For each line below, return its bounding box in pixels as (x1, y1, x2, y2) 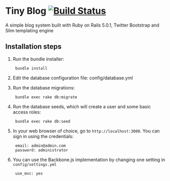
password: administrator (15, 147, 68, 153)
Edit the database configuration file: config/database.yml (12, 75, 133, 81)
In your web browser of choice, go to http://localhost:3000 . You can (12, 128, 160, 134)
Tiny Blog (5, 5, 47, 17)
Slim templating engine (5, 27, 54, 33)
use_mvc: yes (15, 171, 43, 176)
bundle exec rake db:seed (15, 119, 71, 124)
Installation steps (5, 42, 62, 51)
